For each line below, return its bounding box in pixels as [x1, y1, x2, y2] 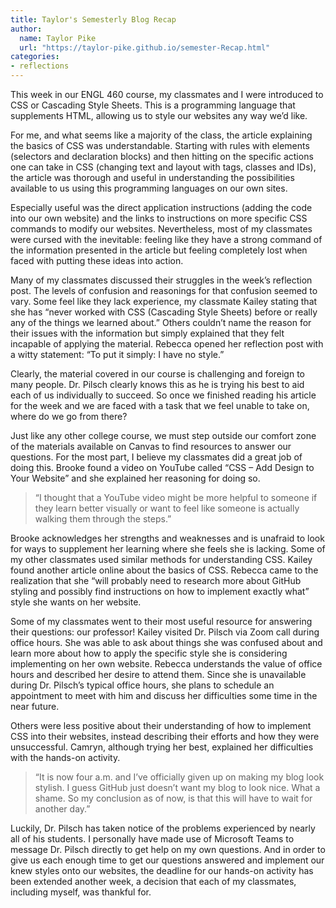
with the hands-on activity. [10, 752, 121, 763]
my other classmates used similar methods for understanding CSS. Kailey [10, 554, 313, 565]
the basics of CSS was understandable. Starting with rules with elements [10, 140, 310, 151]
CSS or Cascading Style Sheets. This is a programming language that [10, 99, 296, 111]
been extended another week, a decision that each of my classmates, [10, 876, 297, 887]
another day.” [34, 803, 91, 815]
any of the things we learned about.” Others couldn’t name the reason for [10, 317, 312, 328]
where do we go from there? [10, 411, 128, 422]
